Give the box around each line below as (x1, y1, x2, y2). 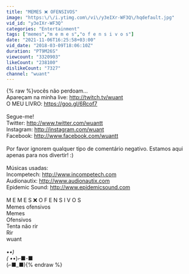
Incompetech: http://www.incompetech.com (6, 171, 117, 178)
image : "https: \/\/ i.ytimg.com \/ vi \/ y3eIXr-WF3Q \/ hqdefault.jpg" (6, 15, 174, 21)
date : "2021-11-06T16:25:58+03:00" (6, 37, 96, 43)
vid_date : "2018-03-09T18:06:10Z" (6, 43, 94, 49)
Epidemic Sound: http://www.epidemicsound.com (6, 184, 130, 191)
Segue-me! (6, 113, 35, 120)
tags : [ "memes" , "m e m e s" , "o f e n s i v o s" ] (6, 31, 134, 38)
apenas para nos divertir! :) (6, 152, 74, 159)
